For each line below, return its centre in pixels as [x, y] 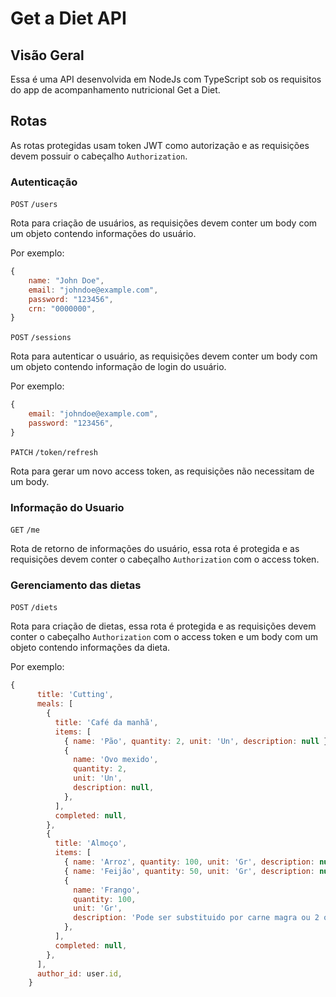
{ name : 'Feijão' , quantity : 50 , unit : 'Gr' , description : [189, 871]
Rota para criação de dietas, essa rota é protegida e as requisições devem [163, 626]
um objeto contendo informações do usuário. [103, 234]
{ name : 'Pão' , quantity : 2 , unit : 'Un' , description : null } [196, 741]
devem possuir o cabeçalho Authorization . [99, 156]
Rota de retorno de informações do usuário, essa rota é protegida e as [155, 549]
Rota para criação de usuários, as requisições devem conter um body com [164, 223]
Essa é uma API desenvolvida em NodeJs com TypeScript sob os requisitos [166, 79]
